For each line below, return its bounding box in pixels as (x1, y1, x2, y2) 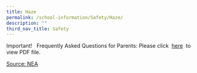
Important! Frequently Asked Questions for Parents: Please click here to (6, 42, 191, 49)
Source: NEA (6, 60, 38, 68)
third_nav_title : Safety (6, 25, 69, 32)
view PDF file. (6, 49, 41, 56)
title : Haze (6, 8, 36, 15)
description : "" (6, 20, 47, 26)
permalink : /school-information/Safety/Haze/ (6, 14, 123, 21)
